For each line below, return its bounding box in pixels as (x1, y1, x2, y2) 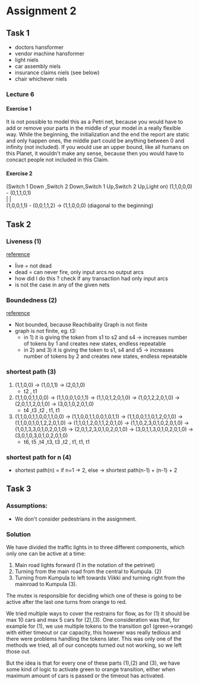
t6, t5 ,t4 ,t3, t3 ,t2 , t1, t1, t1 (23, 438, 90, 445)
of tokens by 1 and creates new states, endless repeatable (23, 340, 166, 347)
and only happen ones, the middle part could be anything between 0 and (6, 137, 185, 144)
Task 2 (6, 219, 31, 229)
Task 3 (6, 484, 31, 494)
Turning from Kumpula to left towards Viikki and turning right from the (14, 574, 185, 581)
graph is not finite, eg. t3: (14, 328, 77, 335)
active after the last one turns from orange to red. (6, 598, 127, 605)
